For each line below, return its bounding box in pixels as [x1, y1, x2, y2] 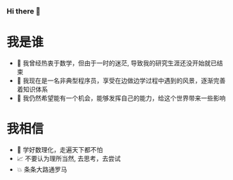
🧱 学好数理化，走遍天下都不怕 [16, 145, 103, 153]
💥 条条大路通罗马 [16, 165, 67, 174]
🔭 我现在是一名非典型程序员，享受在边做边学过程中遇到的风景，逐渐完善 [16, 76, 226, 85]
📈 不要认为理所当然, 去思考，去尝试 [16, 154, 121, 162]
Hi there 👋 [6, 6, 41, 16]
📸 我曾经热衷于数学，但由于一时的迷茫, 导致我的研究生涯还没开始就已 [16, 59, 217, 67]
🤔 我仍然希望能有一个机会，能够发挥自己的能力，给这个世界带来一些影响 [16, 94, 226, 102]
